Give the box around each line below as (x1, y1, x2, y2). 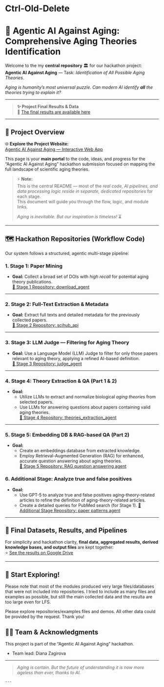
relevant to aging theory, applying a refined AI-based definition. (12, 355, 140, 361)
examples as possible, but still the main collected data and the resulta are (5, 594, 153, 600)
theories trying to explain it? (5, 90, 61, 95)
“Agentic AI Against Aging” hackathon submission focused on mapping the (5, 161, 155, 167)
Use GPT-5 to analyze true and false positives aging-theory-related (19, 492, 155, 498)
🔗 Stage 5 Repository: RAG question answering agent (19, 463, 127, 469)
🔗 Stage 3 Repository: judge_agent (12, 361, 82, 366)
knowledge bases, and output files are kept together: (5, 544, 114, 550)
